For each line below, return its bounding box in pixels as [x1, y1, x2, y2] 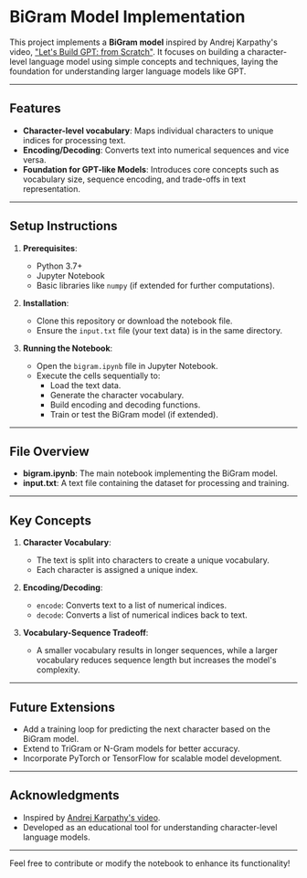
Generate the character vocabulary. [49, 389, 185, 400]
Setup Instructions [9, 218, 118, 234]
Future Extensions [9, 699, 116, 714]
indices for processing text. [22, 134, 126, 145]
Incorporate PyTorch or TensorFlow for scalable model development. [22, 753, 282, 764]
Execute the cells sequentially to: [36, 370, 161, 381]
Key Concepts [9, 513, 91, 528]
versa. [22, 153, 48, 165]
